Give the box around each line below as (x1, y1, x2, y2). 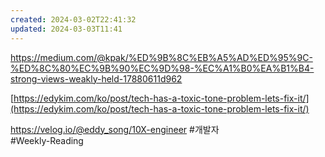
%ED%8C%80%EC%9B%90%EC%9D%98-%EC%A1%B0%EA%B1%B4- (10, 62, 315, 74)
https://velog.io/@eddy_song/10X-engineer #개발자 (10, 123, 220, 135)
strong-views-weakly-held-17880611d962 (10, 72, 183, 85)
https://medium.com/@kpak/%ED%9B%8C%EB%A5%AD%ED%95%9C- (10, 51, 313, 63)
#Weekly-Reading (10, 134, 84, 146)
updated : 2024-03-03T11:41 (10, 24, 123, 34)
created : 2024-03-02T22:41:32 (10, 14, 137, 25)
